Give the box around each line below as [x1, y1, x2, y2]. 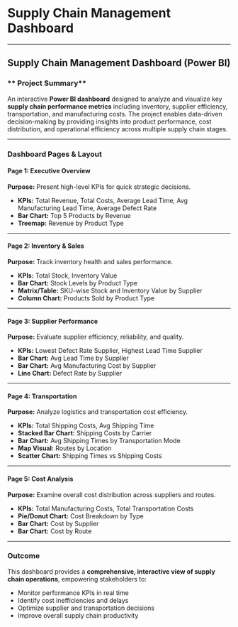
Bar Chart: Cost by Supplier [17, 519, 99, 528]
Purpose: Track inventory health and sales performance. [7, 257, 174, 266]
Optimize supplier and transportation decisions [17, 604, 154, 612]
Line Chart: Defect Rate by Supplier [17, 369, 123, 378]
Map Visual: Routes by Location [17, 444, 112, 452]
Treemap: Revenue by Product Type [17, 219, 124, 227]
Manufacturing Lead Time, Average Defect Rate [17, 204, 157, 212]
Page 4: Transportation [7, 392, 77, 400]
